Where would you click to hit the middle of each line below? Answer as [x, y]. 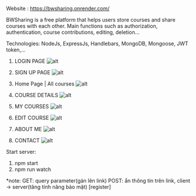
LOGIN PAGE [30, 61]
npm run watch [33, 169]
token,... [16, 50]
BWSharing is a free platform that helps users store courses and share [91, 20]
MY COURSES [32, 106]
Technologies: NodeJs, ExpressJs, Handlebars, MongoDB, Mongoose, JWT [97, 44]
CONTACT [27, 140]
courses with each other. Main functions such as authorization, [82, 26]
